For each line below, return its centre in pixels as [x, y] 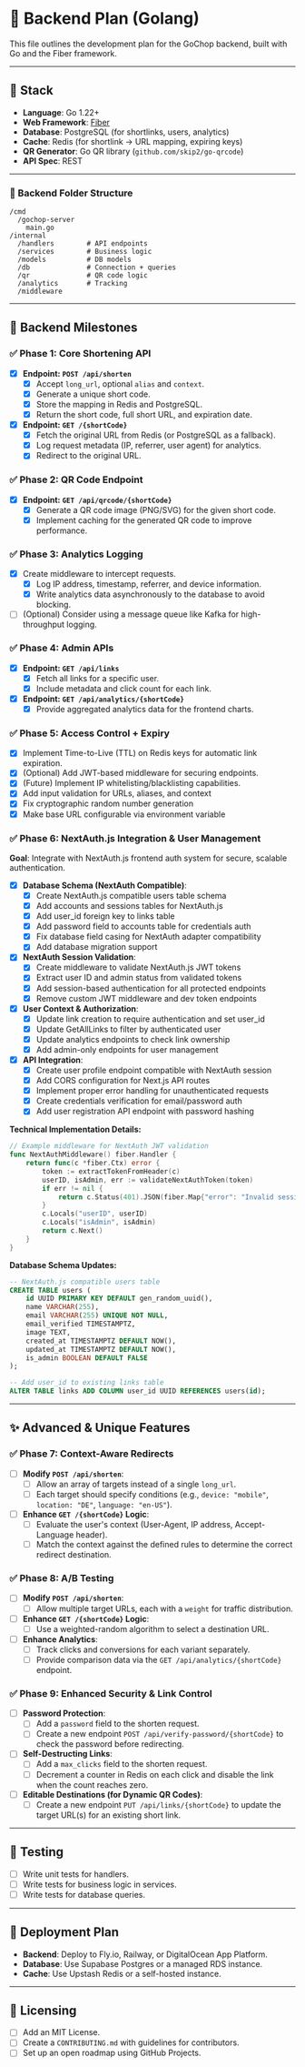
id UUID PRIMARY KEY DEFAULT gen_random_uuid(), [119, 1299]
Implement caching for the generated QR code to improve [144, 520]
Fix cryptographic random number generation [108, 803]
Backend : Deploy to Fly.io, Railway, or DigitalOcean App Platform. [145, 1954]
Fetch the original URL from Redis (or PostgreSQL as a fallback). [156, 435]
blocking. [53, 605]
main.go [40, 228]
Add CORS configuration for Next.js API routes [123, 1081]
